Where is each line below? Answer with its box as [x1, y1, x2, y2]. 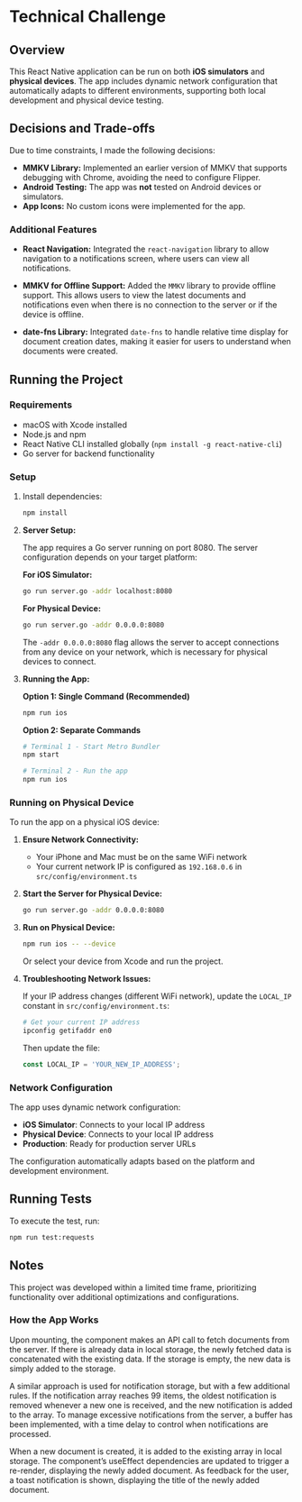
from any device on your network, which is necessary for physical [22, 646, 268, 657]
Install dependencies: [22, 491, 103, 502]
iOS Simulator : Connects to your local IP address [22, 1120, 206, 1131]
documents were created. [22, 345, 119, 357]
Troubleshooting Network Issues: [22, 974, 151, 985]
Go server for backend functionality [22, 448, 155, 459]
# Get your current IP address [22, 1018, 141, 1027]
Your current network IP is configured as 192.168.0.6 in [35, 861, 243, 872]
